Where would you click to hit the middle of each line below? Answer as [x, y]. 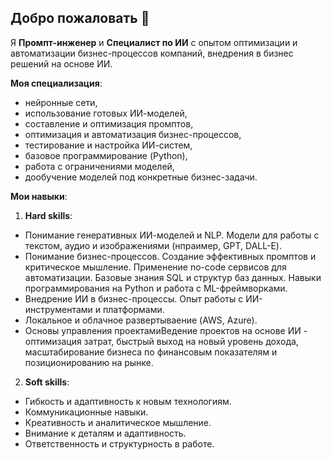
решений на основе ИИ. [61, 63]
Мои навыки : [39, 196]
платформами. [133, 309]
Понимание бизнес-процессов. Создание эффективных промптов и [170, 256]
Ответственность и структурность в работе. [119, 443]
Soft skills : [47, 382]
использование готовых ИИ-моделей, [106, 113]
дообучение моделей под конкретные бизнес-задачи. [141, 177]
